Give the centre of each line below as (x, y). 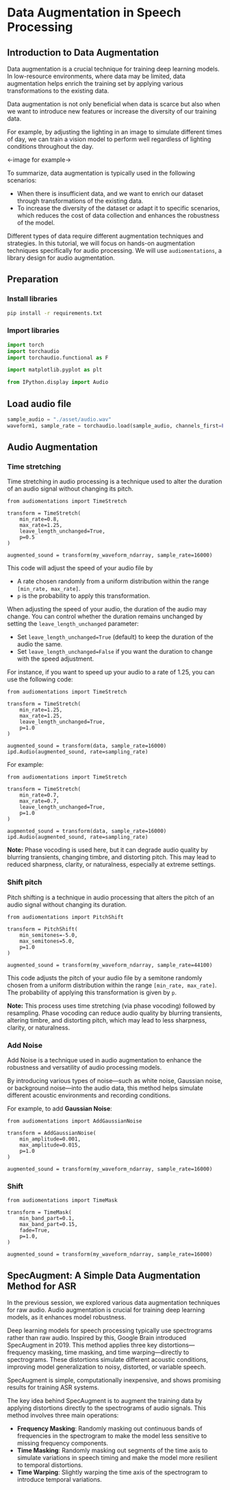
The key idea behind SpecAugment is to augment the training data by (105, 1401)
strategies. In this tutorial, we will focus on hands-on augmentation (101, 243)
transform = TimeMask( (39, 1212)
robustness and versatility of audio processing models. (85, 1068)
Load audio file (39, 403)
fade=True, (35, 1231)
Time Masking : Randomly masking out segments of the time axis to (112, 1450)
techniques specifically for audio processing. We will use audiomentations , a (115, 251)
